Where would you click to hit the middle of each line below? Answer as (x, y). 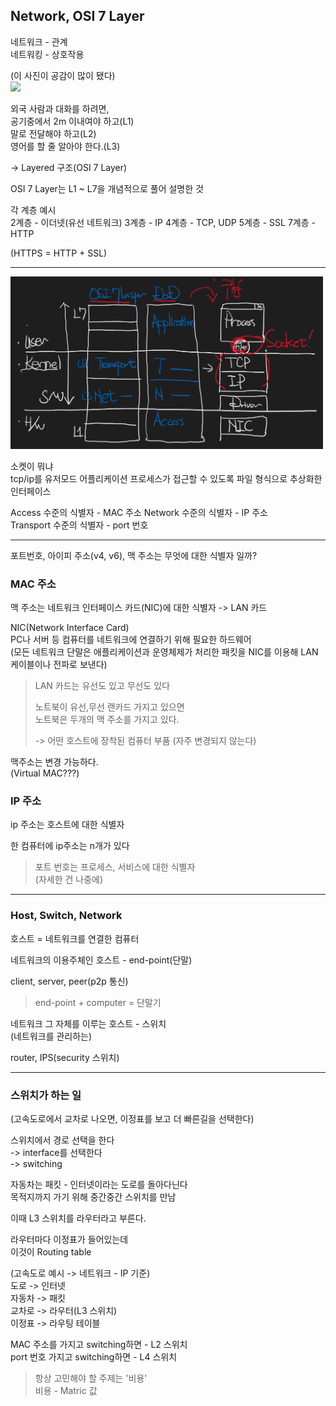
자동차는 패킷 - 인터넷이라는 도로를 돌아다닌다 (99, 1184)
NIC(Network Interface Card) (70, 627)
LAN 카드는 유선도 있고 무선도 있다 (102, 685)
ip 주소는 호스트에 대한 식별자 (67, 825)
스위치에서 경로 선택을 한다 (62, 1140)
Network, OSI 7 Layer (77, 16)
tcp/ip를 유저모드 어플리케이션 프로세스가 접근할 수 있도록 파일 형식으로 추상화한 (166, 478)
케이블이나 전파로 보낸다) (59, 664)
